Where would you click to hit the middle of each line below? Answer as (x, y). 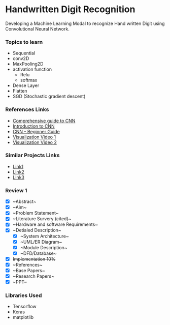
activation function (32, 69)
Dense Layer (26, 85)
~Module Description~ (44, 247)
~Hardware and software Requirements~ (55, 224)
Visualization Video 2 (35, 142)
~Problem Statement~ (36, 213)
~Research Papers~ (33, 276)
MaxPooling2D (28, 64)
